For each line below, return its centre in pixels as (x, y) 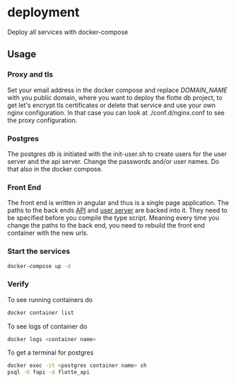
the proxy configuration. (42, 120)
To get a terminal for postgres (51, 353)
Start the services (39, 251)
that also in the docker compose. (55, 169)
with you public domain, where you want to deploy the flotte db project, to (115, 97)
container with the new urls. (48, 233)
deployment (43, 12)
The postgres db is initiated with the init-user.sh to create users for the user (117, 154)
